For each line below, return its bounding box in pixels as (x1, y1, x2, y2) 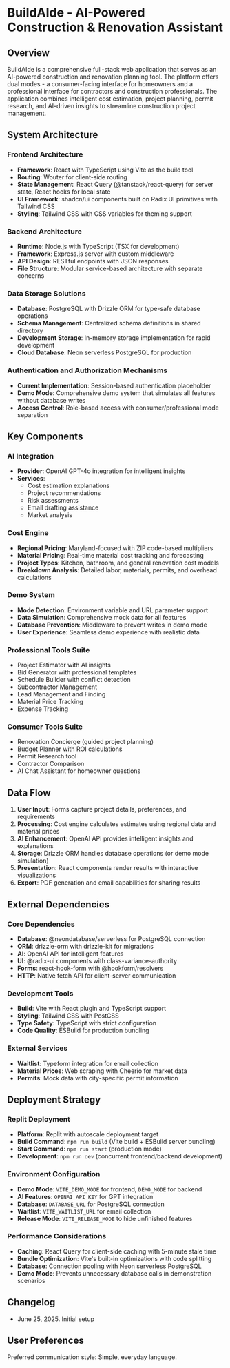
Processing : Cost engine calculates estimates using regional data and (17, 820, 216, 828)
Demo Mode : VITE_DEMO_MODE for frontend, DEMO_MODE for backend (17, 1185, 202, 1194)
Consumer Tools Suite (7, 722, 83, 732)
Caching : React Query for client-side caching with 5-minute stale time (17, 1247, 217, 1256)
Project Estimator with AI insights (17, 661, 112, 670)
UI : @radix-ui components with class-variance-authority (17, 956, 178, 965)
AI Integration (7, 451, 54, 461)
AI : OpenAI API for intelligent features (17, 949, 124, 958)
